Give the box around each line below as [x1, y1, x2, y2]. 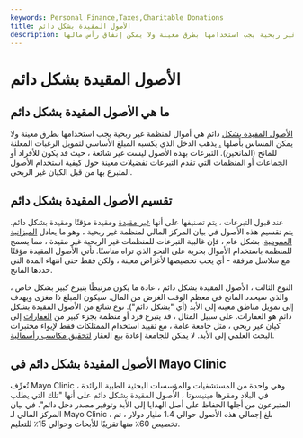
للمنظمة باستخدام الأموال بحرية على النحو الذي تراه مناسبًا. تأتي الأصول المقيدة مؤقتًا [10, 245, 293, 257]
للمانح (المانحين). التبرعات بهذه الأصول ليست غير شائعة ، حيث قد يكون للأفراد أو [10, 148, 278, 159]
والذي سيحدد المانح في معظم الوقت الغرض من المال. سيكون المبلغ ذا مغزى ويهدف [10, 292, 289, 303]
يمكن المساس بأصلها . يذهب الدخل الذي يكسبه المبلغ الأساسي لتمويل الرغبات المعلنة [10, 138, 294, 149]
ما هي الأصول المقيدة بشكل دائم [10, 105, 170, 120]
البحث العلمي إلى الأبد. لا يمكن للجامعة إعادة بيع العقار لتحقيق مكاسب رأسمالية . [10, 330, 275, 341]
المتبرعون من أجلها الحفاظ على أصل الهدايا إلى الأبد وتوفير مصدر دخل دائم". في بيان [10, 399, 291, 410]
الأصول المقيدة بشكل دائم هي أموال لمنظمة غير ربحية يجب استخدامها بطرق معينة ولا [10, 128, 293, 140]
